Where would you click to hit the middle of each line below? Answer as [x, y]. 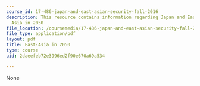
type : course [22, 50]
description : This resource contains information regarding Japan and [96, 17]
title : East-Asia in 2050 [38, 45]
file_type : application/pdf [41, 34]
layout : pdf [21, 39]
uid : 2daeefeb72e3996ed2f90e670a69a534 [56, 56]
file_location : [25, 28]
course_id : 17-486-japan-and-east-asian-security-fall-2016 [82, 12]
